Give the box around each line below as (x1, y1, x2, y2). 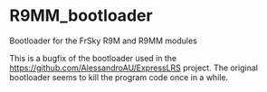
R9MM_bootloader (9, 5, 153, 26)
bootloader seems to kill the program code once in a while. (9, 71, 229, 82)
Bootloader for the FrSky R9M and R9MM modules (9, 35, 197, 46)
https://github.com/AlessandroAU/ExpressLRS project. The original (9, 62, 258, 73)
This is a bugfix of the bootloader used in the (9, 52, 177, 63)
